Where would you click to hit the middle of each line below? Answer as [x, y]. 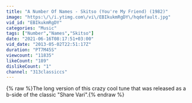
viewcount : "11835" [30, 55]
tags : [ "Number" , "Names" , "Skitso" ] [50, 34]
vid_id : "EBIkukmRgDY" [34, 22]
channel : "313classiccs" [37, 72]
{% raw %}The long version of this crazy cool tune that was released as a [96, 88]
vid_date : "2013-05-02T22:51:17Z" [49, 45]
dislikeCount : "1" [29, 66]
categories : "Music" [32, 28]
